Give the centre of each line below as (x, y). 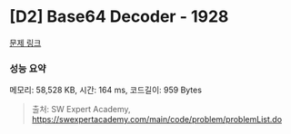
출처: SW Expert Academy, (81, 110)
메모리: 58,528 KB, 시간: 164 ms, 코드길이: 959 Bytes (106, 90)
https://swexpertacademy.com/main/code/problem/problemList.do (157, 120)
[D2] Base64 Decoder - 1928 (119, 17)
